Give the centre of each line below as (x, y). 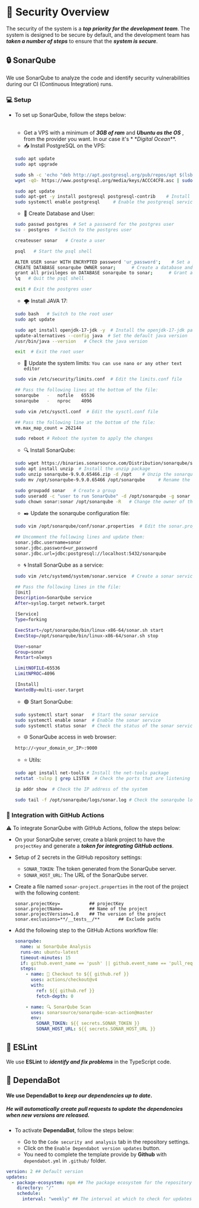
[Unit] (23, 592)
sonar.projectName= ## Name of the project (81, 909)
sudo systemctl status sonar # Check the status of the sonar (94, 726)
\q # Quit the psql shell (49, 279)
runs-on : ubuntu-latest (49, 952)
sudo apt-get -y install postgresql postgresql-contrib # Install (102, 197)
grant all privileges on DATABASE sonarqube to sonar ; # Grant (101, 273)
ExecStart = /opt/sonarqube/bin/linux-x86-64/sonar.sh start (89, 630)
